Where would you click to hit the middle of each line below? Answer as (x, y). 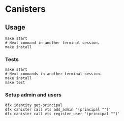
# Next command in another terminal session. (52, 43)
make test (15, 83)
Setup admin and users (33, 95)
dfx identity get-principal (34, 105)
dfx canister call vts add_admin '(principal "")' (58, 109)
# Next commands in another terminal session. (54, 74)
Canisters (25, 9)
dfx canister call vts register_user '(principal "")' (62, 114)
